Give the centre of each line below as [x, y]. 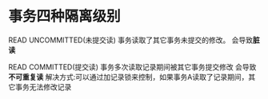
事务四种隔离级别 [65, 16]
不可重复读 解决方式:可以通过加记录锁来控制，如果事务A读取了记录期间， [128, 77]
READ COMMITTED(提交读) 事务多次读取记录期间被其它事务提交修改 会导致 [132, 67]
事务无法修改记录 [43, 87]
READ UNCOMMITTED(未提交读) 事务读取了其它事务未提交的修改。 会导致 [131, 40]
